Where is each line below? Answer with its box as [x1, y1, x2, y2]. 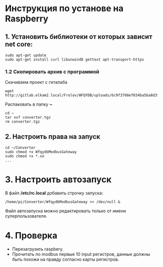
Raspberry [5, 13, 49, 24]
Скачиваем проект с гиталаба [5, 79, 68, 85]
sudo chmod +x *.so [5, 154, 45, 159]
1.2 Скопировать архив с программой [5, 68, 99, 75]
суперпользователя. [5, 213, 48, 219]
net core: [5, 40, 33, 48]
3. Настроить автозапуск [5, 174, 112, 185]
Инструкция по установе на [5, 3, 124, 14]
